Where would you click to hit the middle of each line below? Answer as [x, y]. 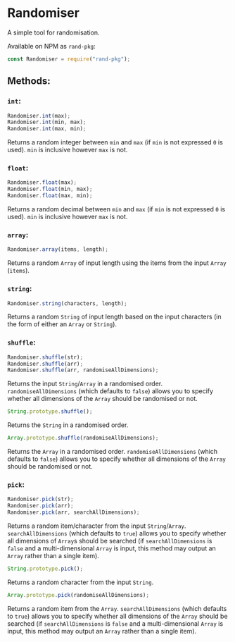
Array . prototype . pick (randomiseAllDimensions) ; [78, 595]
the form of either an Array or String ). [62, 324]
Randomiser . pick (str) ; [40, 499]
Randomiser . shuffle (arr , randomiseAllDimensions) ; [83, 370]
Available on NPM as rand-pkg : [52, 46]
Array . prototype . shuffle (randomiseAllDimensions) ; [83, 438]
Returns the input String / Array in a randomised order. [85, 384]
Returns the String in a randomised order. [68, 425]
